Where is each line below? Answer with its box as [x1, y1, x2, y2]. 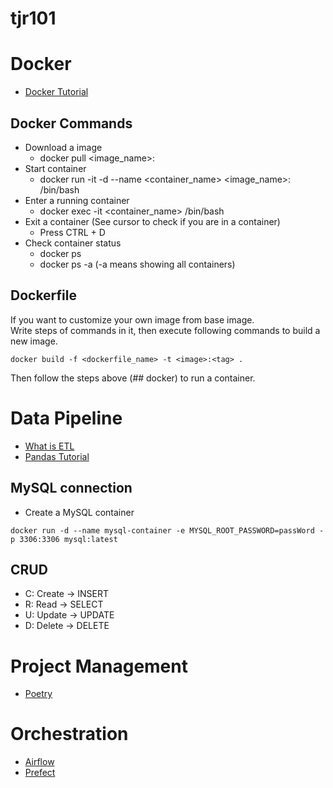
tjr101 [10, 7, 57, 30]
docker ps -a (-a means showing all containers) [39, 258, 236, 270]
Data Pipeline [10, 407, 123, 429]
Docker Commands [10, 115, 133, 132]
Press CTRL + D [39, 226, 106, 238]
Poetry [24, 688, 53, 700]
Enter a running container [24, 194, 130, 206]
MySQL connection [10, 480, 133, 497]
